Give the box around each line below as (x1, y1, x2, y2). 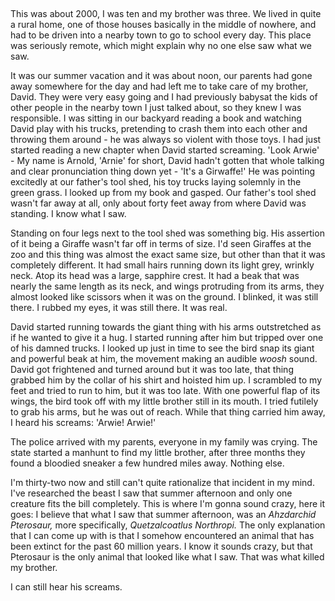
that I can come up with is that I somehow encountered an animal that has (10, 530, 315, 541)
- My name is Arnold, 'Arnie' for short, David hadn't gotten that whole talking (10, 155, 325, 166)
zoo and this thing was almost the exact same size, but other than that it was (10, 249, 326, 260)
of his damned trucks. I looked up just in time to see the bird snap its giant (10, 342, 315, 354)
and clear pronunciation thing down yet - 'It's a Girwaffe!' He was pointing (10, 165, 316, 177)
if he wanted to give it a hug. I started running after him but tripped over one (10, 332, 324, 343)
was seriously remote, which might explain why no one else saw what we (10, 40, 312, 51)
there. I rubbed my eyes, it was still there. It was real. (10, 302, 228, 313)
